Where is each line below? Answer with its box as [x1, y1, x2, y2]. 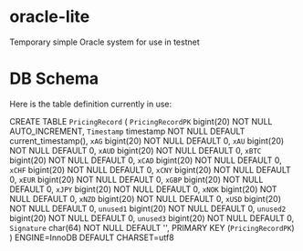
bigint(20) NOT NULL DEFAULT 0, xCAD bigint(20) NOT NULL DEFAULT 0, [9, 155, 282, 166]
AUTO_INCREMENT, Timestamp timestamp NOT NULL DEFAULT [9, 125, 246, 136]
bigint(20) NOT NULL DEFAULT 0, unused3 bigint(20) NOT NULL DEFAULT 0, [9, 212, 295, 224]
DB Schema [9, 68, 99, 89]
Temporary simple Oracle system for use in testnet [9, 36, 200, 47]
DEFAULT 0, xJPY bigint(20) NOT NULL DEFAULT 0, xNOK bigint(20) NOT [9, 184, 277, 195]
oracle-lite [9, 6, 90, 27]
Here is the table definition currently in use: [9, 98, 172, 109]
